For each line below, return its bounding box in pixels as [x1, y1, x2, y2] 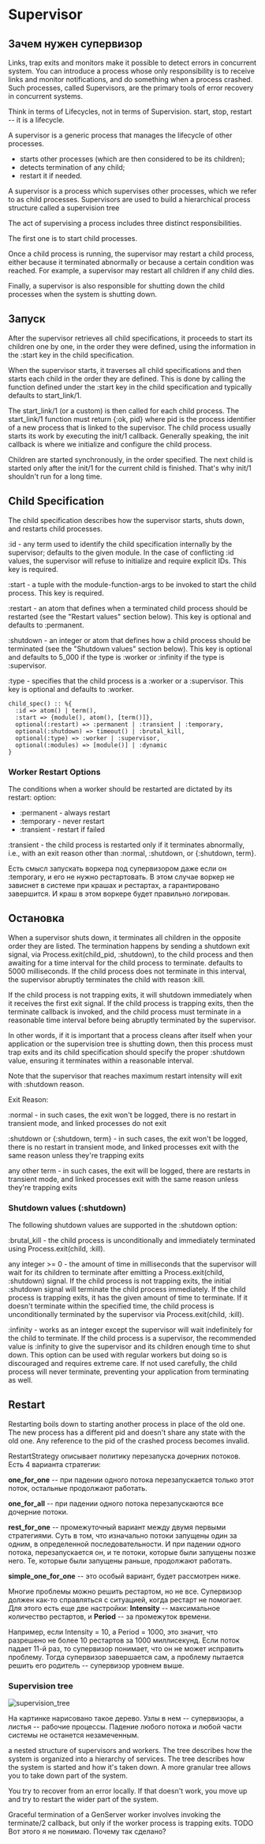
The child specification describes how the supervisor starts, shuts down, [8, 515, 244, 525]
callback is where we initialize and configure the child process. [8, 439, 212, 449]
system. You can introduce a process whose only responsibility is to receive [8, 66, 255, 76]
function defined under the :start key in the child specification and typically [8, 382, 252, 392]
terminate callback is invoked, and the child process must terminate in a [8, 1007, 242, 1016]
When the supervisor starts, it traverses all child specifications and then [8, 365, 242, 374]
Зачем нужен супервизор [8, 37, 143, 51]
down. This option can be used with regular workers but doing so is [8, 1350, 227, 1360]
